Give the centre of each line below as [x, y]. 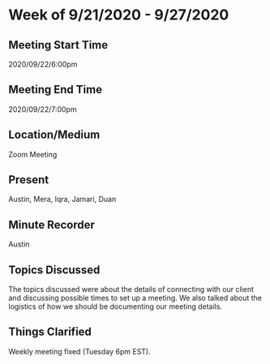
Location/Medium [54, 135]
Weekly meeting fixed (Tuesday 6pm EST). [80, 351]
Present [29, 180]
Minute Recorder [51, 225]
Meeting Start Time [58, 45]
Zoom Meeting [33, 154]
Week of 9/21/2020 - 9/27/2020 [119, 15]
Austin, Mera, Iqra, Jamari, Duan [62, 199]
